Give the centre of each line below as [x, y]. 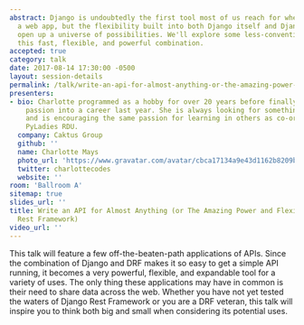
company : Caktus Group [60, 135]
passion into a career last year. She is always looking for [143, 110]
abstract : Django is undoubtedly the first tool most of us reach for [145, 18]
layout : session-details [56, 77]
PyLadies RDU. [52, 127]
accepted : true [38, 51]
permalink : [30, 85]
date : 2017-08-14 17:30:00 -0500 [72, 69]
